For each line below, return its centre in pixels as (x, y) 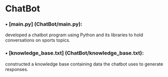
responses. (17, 69)
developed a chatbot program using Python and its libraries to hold (74, 35)
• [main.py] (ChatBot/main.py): (44, 24)
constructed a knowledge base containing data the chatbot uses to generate (84, 64)
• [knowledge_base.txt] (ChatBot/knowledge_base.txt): (74, 53)
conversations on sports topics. (38, 40)
